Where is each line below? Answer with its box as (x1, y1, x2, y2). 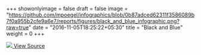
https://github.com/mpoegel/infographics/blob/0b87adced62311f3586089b (8, 11, 195, 18)
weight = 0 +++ (6, 30, 45, 37)
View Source (13, 43, 45, 49)
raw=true (6, 24, 29, 31)
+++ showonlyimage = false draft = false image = (6, 5, 129, 12)
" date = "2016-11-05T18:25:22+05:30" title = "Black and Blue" (28, 24, 183, 31)
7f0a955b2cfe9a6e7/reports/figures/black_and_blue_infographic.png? (6, 18, 180, 24)
